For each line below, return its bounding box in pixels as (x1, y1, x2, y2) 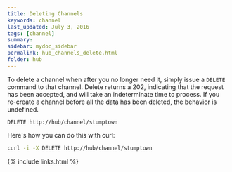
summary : (7, 37, 33, 44)
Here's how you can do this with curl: (7, 131, 115, 139)
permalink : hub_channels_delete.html (7, 50, 118, 57)
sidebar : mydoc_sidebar (7, 43, 77, 50)
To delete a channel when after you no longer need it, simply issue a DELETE (7, 75, 226, 84)
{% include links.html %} (7, 157, 79, 166)
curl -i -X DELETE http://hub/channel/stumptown (7, 145, 153, 152)
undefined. (7, 105, 39, 113)
